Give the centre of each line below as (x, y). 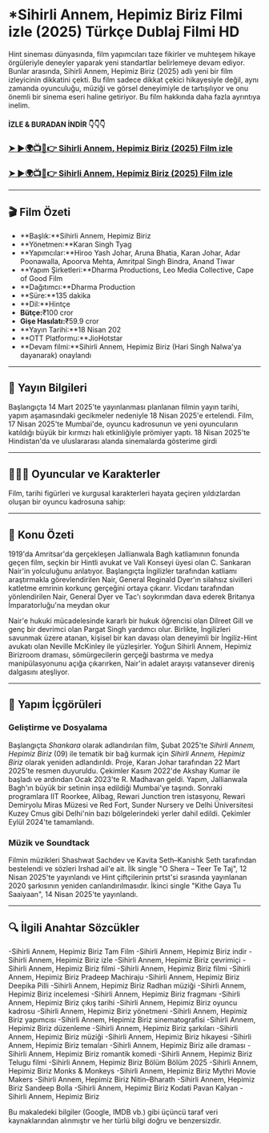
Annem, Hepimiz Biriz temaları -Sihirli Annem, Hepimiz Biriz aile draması (127, 1045)
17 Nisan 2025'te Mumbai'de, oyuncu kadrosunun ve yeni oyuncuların (123, 424)
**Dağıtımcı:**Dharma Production (78, 287)
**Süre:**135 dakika (55, 295)
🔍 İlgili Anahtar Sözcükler (74, 928)
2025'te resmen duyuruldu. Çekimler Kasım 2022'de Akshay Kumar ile (124, 770)
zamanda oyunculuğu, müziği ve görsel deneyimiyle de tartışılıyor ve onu (128, 88)
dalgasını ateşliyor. (39, 672)
